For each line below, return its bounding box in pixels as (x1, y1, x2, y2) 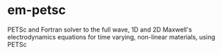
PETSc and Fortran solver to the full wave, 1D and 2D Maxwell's (7, 25, 192, 34)
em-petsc (7, 2, 66, 18)
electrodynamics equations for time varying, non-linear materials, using (7, 32, 216, 41)
